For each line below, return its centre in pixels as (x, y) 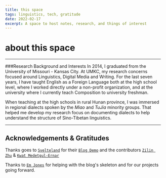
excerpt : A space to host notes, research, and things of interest (76, 23)
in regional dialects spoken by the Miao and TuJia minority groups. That (78, 107)
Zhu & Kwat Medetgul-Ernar (32, 155)
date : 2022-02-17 (23, 19)
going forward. (20, 170)
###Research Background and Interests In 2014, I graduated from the (76, 66)
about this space (40, 48)
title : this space (24, 10)
